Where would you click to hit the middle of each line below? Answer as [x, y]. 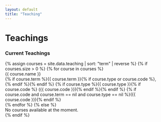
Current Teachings [28, 53]
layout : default [21, 9]
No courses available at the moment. [42, 110]
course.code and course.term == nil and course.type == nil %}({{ [70, 94]
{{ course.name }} [23, 74]
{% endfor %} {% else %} [31, 105]
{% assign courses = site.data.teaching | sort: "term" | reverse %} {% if [76, 63]
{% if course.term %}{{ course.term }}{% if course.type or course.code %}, [81, 79]
